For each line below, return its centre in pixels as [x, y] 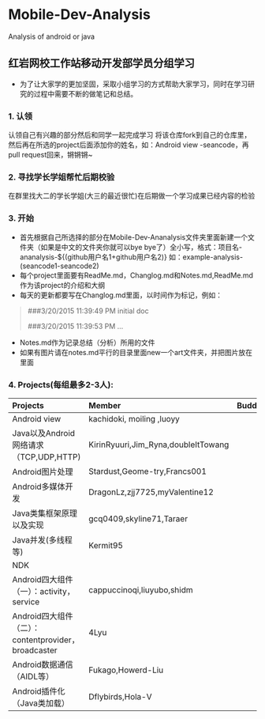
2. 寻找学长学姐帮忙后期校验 [62, 177]
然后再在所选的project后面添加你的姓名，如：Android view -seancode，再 [129, 145]
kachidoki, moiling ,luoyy [134, 418]
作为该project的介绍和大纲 [62, 285]
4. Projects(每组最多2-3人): [61, 384]
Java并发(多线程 [43, 539]
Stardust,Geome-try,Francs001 [148, 471]
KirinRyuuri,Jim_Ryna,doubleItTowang [159, 445]
